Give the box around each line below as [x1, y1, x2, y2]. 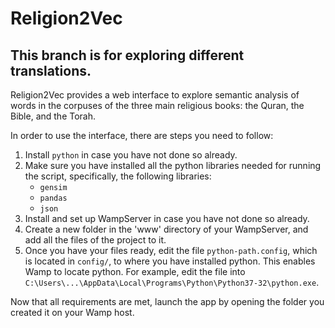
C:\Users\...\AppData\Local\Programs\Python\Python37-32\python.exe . [24, 277, 320, 288]
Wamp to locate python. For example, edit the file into [24, 266, 246, 277]
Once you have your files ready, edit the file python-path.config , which [24, 245, 318, 256]
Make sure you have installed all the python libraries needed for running [24, 160, 322, 171]
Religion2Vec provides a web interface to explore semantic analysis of [10, 89, 300, 101]
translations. [10, 62, 92, 79]
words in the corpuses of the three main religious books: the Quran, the [10, 100, 305, 111]
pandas [39, 193, 68, 203]
